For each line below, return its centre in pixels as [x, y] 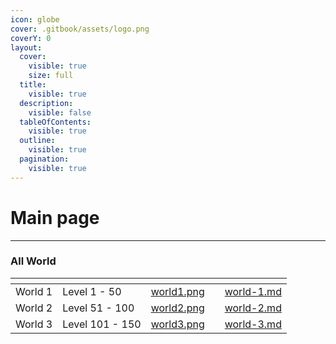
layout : [26, 47]
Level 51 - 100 [98, 308]
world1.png [177, 291]
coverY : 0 [31, 38]
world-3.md [253, 324]
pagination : [44, 159]
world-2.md [253, 308]
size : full [51, 76]
